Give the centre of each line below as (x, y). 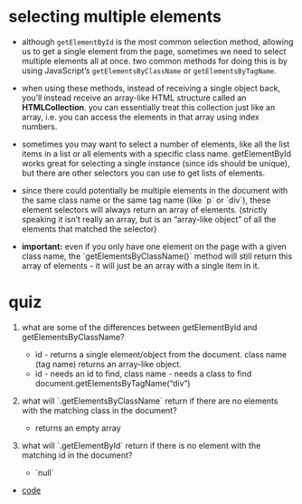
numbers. (39, 126)
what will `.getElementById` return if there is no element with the (141, 445)
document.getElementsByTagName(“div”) (113, 383)
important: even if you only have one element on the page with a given (154, 246)
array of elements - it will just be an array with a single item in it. (141, 265)
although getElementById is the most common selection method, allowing (157, 42)
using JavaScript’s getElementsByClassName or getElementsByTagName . (149, 71)
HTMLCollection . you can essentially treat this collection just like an (148, 107)
